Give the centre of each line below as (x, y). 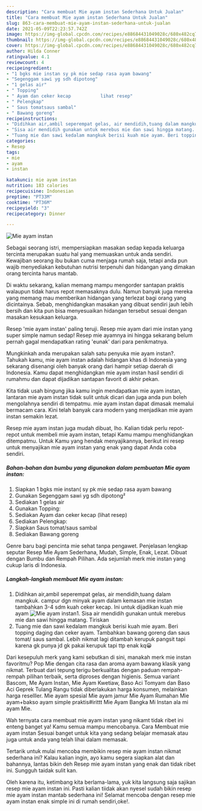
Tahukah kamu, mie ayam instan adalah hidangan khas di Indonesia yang (96, 360)
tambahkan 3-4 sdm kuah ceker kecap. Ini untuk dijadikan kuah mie (99, 607)
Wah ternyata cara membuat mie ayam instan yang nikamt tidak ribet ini (95, 720)
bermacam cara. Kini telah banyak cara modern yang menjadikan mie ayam (99, 410)
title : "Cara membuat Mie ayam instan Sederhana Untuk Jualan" (87, 18)
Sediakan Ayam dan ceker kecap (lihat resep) (71, 515)
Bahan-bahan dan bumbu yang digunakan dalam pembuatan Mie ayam (98, 467)
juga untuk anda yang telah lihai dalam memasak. (67, 740)
